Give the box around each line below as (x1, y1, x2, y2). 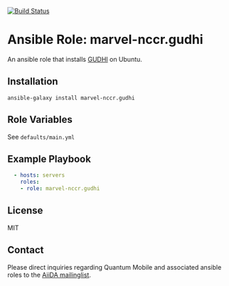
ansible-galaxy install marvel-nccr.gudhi (7, 94, 135, 101)
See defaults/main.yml (7, 132, 75, 141)
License (7, 204, 43, 216)
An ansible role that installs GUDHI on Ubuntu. (7, 55, 142, 63)
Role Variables (7, 114, 73, 126)
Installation (7, 75, 58, 88)
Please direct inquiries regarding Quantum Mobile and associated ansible (7, 263, 222, 271)
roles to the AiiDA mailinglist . (7, 270, 91, 279)
